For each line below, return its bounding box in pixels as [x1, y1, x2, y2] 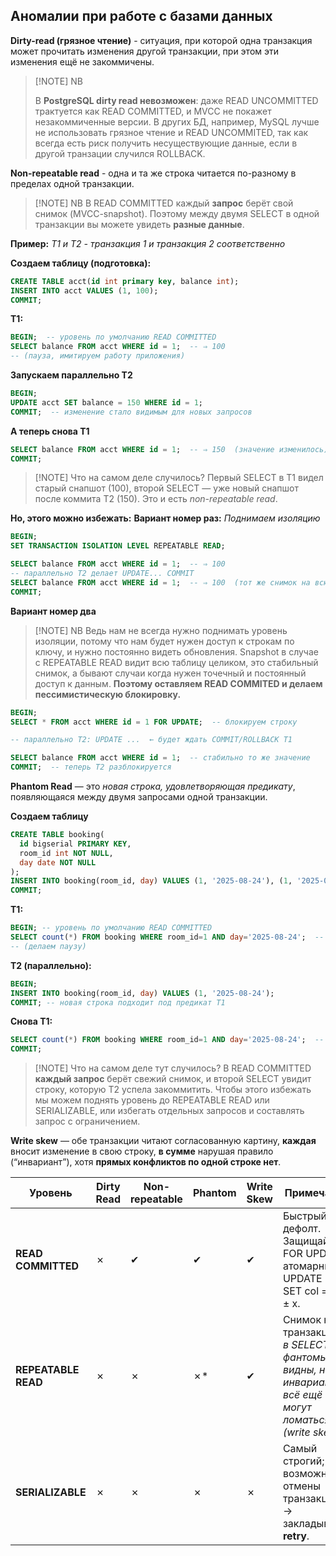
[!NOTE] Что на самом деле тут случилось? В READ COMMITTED [34, 1062, 312, 1074]
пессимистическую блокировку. [34, 688, 182, 700]
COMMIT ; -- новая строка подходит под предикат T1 [10, 997, 226, 1008]
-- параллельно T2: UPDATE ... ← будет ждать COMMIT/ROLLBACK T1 [10, 735, 293, 745]
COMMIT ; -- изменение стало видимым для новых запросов [10, 407, 253, 417]
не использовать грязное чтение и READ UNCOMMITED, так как [34, 126, 309, 138]
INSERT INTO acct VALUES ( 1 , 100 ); [10, 285, 159, 296]
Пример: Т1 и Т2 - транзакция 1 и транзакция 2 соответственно [10, 237, 286, 249]
